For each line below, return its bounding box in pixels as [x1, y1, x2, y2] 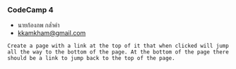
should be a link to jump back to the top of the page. [7, 55, 175, 62]
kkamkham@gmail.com [17, 29, 86, 37]
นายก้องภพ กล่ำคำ [17, 21, 60, 30]
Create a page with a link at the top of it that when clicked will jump [7, 42, 230, 50]
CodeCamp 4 [7, 5, 54, 15]
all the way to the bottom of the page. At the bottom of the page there [7, 49, 230, 56]
